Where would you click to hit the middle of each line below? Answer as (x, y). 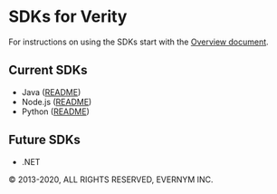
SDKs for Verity (68, 17)
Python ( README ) (55, 112)
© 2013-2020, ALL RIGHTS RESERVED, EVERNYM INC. (111, 179)
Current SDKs (48, 70)
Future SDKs (44, 140)
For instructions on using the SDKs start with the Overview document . (138, 42)
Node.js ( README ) (57, 102)
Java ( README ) (51, 92)
